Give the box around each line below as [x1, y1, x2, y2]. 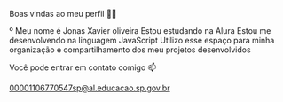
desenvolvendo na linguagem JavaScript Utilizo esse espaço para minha [9, 35, 275, 45]
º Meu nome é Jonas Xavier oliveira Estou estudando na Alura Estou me [9, 26, 271, 35]
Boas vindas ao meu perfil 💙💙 [9, 9, 117, 19]
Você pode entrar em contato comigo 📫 [9, 62, 157, 73]
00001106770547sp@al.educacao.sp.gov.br [9, 82, 170, 93]
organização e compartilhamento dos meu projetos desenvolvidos [9, 44, 251, 55]
